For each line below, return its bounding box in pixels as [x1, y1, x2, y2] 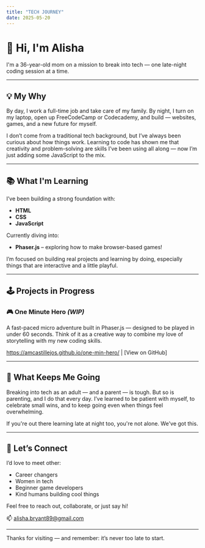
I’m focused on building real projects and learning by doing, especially [6, 255, 183, 263]
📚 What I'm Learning [6, 175, 88, 186]
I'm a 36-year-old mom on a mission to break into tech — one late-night [6, 61, 187, 68]
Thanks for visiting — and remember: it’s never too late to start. [6, 535, 165, 542]
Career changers [15, 471, 58, 478]
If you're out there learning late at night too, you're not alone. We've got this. [6, 420, 198, 427]
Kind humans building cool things [15, 491, 99, 498]
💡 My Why [6, 91, 47, 101]
